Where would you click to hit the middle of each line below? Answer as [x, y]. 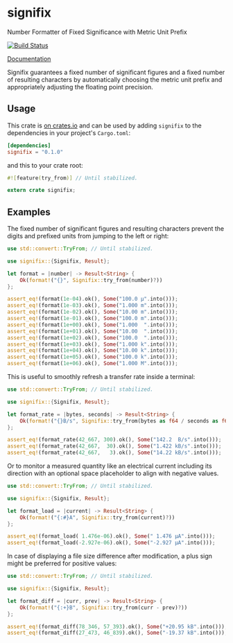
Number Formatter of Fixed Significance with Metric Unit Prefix [97, 32]
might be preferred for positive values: [62, 563]
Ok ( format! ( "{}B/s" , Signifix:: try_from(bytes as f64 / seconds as [119, 421]
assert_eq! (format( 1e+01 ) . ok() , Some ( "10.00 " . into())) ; [93, 331]
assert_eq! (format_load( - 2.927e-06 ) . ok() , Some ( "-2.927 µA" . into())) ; [111, 543]
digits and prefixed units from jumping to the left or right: [88, 236]
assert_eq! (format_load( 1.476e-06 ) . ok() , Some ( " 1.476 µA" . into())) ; [111, 536]
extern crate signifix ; [42, 191]
